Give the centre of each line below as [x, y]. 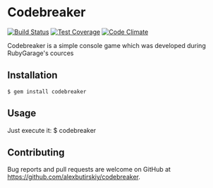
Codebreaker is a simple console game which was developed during [107, 45]
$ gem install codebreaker [47, 92]
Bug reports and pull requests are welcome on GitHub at [89, 170]
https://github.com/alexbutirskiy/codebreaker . [74, 177]
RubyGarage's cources [41, 53]
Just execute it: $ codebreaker [52, 130]
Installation [32, 75]
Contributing [36, 152]
